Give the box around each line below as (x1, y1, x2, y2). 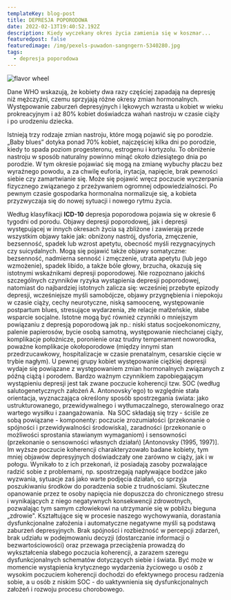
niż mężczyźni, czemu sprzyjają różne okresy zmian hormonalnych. (7, 95, 199, 103)
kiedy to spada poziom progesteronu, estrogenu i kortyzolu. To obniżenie (7, 145, 216, 153)
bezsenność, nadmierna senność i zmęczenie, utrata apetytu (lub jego (7, 254, 208, 262)
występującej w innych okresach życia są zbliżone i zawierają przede (7, 224, 205, 233)
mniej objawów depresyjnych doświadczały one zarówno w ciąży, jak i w (7, 453, 214, 461)
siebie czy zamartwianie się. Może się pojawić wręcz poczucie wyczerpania (7, 174, 223, 183)
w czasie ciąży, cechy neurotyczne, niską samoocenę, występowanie (7, 298, 205, 307)
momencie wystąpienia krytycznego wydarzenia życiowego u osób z (7, 563, 203, 571)
